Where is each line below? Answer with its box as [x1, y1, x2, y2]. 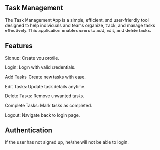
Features [5, 42, 33, 50]
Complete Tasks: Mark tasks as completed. [5, 102, 92, 108]
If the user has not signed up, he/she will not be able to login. [5, 139, 129, 145]
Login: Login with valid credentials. [5, 64, 76, 70]
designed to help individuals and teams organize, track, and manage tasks [5, 22, 156, 28]
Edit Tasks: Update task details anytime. [5, 83, 86, 89]
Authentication [5, 126, 53, 135]
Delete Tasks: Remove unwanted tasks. [5, 93, 84, 99]
